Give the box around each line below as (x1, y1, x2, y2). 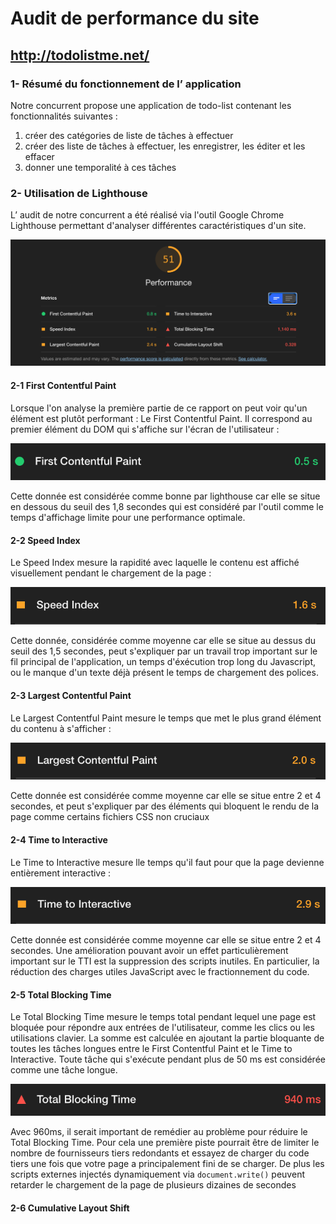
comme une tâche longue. (10, 1064, 118, 1076)
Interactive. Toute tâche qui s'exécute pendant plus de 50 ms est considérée (10, 1053, 326, 1066)
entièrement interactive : (10, 867, 112, 879)
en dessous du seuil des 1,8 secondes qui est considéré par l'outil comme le (10, 501, 324, 513)
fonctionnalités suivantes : (10, 110, 118, 122)
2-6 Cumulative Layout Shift (10, 1202, 130, 1214)
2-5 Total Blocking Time (10, 988, 112, 1001)
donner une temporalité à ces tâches (24, 161, 177, 173)
